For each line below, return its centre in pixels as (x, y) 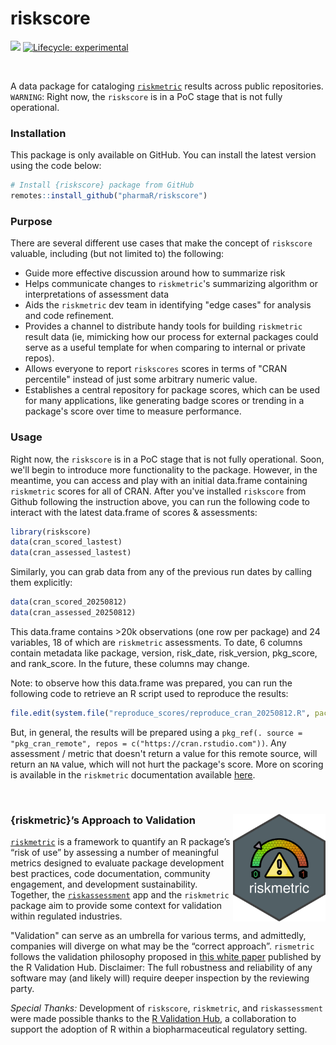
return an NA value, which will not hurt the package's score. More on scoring (167, 764)
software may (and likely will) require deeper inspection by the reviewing (160, 978)
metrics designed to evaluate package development (117, 863)
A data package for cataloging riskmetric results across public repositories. (167, 86)
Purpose (31, 221)
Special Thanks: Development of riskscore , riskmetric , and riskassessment (166, 1008)
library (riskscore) (51, 532)
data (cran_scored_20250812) (69, 602)
